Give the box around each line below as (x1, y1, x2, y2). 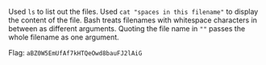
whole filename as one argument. (8, 32, 119, 42)
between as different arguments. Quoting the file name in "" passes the (8, 24, 246, 33)
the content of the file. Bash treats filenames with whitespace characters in (8, 15, 258, 25)
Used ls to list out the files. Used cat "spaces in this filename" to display (8, 7, 259, 16)
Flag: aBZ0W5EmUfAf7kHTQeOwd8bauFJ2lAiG (8, 48, 143, 57)
